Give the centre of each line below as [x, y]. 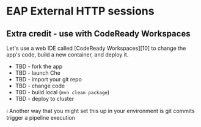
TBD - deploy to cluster [45, 99]
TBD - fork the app [39, 66]
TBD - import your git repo [49, 79]
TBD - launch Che [38, 73]
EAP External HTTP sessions [80, 11]
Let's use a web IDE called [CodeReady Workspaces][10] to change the [96, 48]
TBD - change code [40, 86]
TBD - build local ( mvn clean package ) [62, 92]
